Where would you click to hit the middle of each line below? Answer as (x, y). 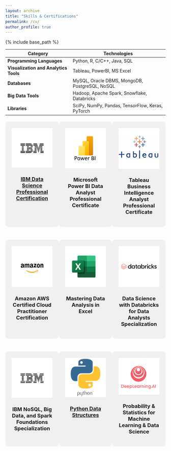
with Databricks (139, 305)
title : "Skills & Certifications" (42, 16)
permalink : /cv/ (22, 21)
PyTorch (82, 111)
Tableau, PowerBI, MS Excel (102, 70)
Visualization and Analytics (37, 68)
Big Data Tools (23, 96)
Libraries (17, 108)
